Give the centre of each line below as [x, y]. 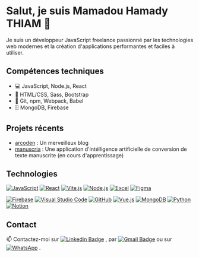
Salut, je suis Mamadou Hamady [87, 11]
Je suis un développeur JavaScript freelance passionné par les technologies [100, 40]
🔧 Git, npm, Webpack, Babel [49, 101]
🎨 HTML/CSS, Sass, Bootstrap [52, 94]
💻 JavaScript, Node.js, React [51, 86]
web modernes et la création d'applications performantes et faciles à [91, 46]
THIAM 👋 [29, 23]
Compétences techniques [55, 72]
